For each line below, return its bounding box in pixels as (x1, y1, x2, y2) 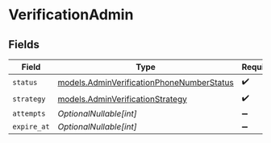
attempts (12, 109, 46, 118)
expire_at (12, 122, 50, 131)
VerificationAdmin (8, 6, 134, 24)
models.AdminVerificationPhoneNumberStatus (57, 76, 234, 88)
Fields (8, 38, 40, 51)
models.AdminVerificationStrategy (57, 93, 187, 104)
